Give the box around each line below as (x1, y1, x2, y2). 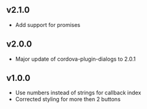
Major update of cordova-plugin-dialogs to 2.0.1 (15, 55, 136, 62)
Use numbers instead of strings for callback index (15, 89, 141, 97)
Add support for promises (15, 21, 81, 28)
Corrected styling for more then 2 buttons (15, 96, 121, 103)
